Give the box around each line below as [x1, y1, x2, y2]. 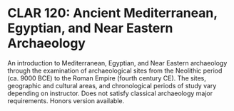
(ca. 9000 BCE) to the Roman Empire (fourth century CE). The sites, [7, 73, 207, 83]
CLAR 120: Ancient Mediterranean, [7, 5, 218, 21]
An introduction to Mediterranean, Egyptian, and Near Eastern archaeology [7, 58, 228, 67]
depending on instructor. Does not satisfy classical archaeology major [7, 89, 213, 97]
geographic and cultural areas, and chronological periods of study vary [7, 81, 217, 90]
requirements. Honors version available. [7, 96, 125, 105]
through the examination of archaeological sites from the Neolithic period [7, 66, 223, 75]
